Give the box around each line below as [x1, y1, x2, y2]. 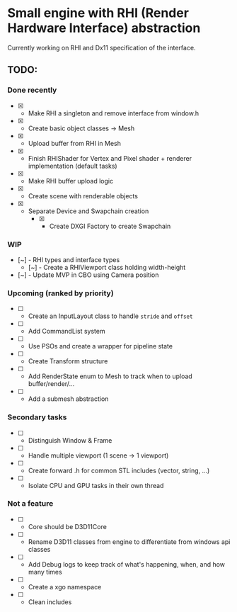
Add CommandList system [28, 327, 105, 336]
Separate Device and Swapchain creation [28, 207, 149, 215]
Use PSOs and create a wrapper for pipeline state [28, 342, 173, 351]
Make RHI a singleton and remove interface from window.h [28, 108, 200, 118]
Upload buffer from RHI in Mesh [28, 139, 122, 147]
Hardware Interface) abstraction [7, 20, 201, 36]
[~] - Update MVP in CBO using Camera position [17, 271, 159, 279]
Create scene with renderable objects [28, 191, 138, 200]
